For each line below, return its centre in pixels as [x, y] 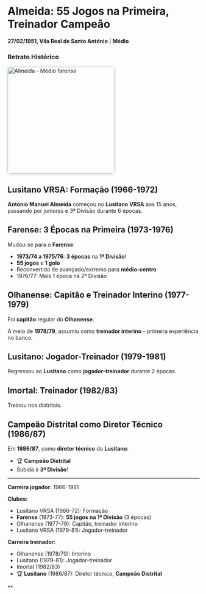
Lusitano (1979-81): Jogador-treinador [64, 560]
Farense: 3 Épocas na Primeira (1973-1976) [91, 230]
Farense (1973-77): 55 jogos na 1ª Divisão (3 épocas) [84, 517]
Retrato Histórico [33, 57]
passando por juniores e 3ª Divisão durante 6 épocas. [75, 211]
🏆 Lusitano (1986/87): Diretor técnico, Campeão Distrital [89, 574]
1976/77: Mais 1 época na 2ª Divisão [62, 276]
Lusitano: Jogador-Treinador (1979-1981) [87, 357]
